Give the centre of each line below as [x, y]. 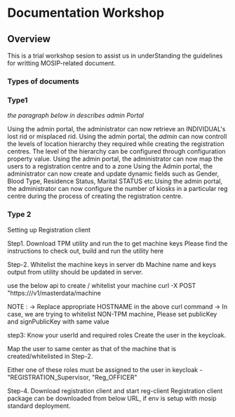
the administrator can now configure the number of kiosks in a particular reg [117, 189]
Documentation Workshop [86, 13]
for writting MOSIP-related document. [61, 63]
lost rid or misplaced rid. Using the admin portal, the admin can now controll [117, 137]
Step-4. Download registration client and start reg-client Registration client [115, 390]
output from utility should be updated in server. [75, 272]
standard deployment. [39, 406]
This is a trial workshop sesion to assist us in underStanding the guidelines [115, 55]
